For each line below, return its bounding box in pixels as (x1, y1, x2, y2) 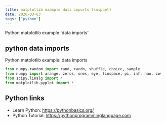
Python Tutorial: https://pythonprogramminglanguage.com (12, 112, 131, 118)
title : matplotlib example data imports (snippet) (5, 7, 112, 12)
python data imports (5, 44, 70, 52)
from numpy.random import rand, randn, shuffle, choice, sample (5, 67, 140, 72)
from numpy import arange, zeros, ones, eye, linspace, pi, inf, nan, (5, 71, 154, 76)
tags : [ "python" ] (5, 16, 41, 21)
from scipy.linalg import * (5, 76, 63, 81)
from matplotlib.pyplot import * (5, 80, 74, 85)
